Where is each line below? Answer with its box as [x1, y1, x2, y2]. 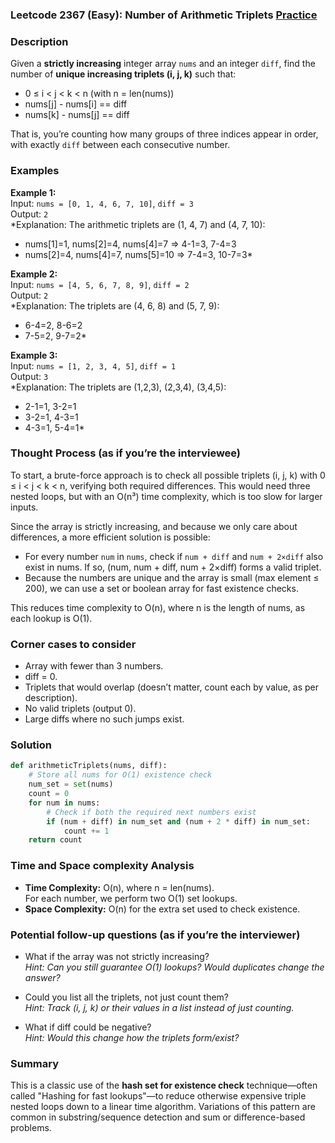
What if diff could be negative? [24, 1021, 152, 1033]
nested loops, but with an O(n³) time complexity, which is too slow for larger [10, 490, 323, 502]
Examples [10, 164, 60, 178]
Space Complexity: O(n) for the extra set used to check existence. [24, 903, 301, 915]
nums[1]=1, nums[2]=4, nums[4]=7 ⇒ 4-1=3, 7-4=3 [24, 238, 237, 250]
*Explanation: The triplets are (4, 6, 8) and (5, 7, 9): [10, 299, 220, 312]
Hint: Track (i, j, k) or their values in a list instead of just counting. [24, 1001, 295, 1013]
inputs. [10, 501, 39, 513]
